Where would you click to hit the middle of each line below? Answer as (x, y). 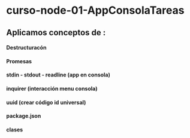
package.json (24, 116)
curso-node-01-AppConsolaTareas (95, 10)
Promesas (19, 61)
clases (15, 130)
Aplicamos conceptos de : (56, 33)
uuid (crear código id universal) (46, 102)
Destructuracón (26, 48)
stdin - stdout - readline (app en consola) (58, 75)
